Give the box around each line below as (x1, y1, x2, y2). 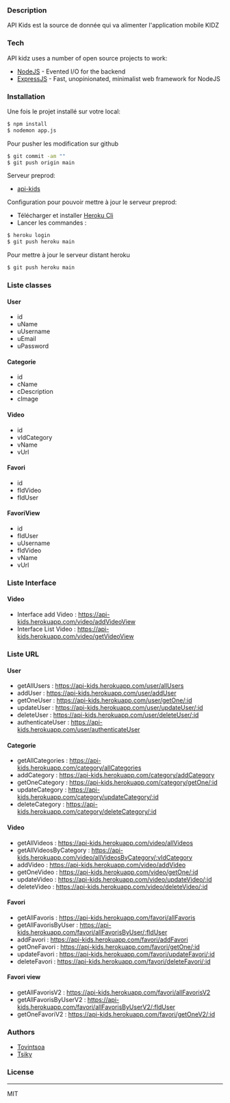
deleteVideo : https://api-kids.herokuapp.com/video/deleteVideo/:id (16, 882, 208, 891)
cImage (16, 394, 39, 403)
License (7, 1067, 34, 1077)
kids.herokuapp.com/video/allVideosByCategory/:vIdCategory (16, 853, 193, 861)
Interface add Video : (16, 610, 77, 619)
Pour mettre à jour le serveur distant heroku (7, 251, 130, 259)
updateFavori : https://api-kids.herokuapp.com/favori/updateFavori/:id (16, 950, 216, 958)
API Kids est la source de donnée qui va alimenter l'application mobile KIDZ (7, 21, 220, 30)
